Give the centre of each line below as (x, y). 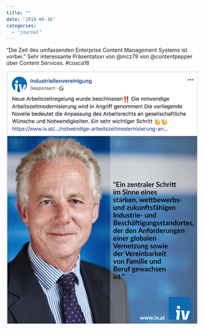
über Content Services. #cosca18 (48, 63)
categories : (21, 26)
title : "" (19, 13)
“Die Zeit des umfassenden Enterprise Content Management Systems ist (97, 50)
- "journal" (27, 32)
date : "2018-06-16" (31, 19)
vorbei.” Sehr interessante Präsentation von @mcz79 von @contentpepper (100, 57)
